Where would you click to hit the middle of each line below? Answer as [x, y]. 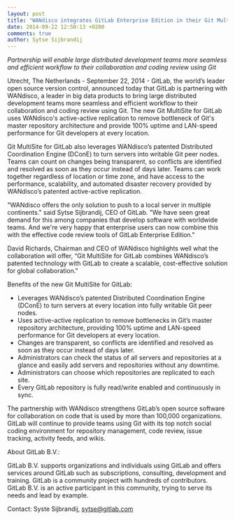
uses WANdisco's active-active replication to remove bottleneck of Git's [111, 118]
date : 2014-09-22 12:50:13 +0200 [56, 27]
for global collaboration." [43, 271]
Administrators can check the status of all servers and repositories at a [119, 358]
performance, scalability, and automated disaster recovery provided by [109, 184]
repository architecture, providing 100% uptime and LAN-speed [109, 328]
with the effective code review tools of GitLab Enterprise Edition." [101, 235]
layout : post [26, 14]
